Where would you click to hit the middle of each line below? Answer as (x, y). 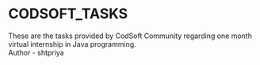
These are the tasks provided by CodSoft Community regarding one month (130, 36)
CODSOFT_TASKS (68, 14)
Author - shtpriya (36, 52)
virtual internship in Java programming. (72, 44)
